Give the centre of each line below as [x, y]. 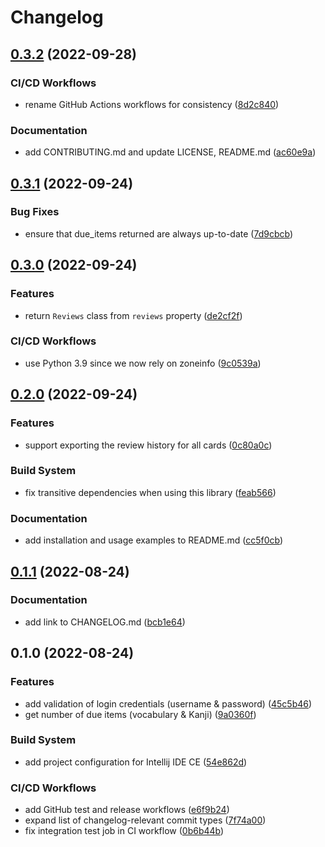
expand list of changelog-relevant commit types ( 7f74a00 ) [145, 820]
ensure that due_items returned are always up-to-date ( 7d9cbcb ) [158, 233]
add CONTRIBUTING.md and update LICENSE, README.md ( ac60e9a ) [170, 152]
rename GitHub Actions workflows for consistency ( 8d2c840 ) [152, 104]
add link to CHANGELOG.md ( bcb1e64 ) [105, 622]
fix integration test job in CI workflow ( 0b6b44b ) [124, 831]
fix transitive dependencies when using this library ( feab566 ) [150, 492]
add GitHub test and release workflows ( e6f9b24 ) [127, 810]
